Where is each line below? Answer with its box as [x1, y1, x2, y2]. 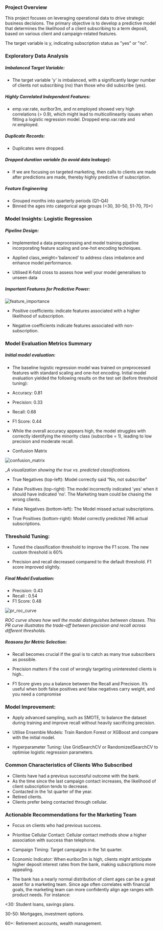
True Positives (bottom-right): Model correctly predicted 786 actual [12, 515, 148, 521]
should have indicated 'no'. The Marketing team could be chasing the [12, 491, 152, 497]
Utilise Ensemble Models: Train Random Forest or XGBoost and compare [12, 729, 159, 735]
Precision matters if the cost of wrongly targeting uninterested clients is [12, 666, 157, 672]
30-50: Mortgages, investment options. [5, 911, 84, 917]
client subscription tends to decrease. [12, 783, 89, 789]
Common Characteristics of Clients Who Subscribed [5, 761, 133, 768]
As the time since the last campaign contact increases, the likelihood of [12, 778, 157, 784]
